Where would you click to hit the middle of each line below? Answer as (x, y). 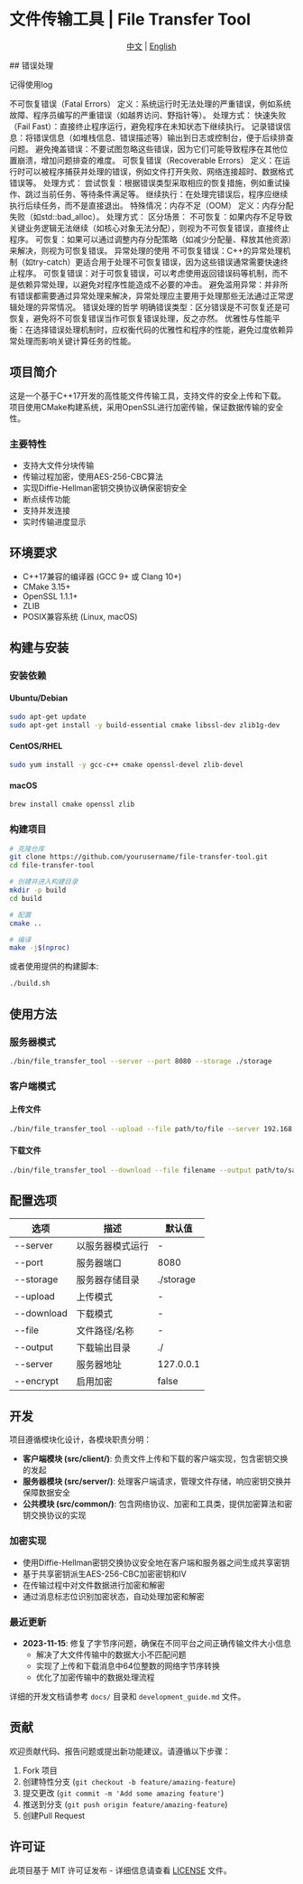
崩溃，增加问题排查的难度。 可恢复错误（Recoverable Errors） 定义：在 (149, 160)
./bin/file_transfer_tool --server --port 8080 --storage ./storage (141, 1061)
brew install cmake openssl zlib (72, 805)
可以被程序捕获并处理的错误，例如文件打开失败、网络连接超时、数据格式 (159, 171)
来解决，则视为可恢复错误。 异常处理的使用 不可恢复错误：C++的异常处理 (146, 250)
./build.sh (30, 984)
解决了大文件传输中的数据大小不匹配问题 (111, 1654)
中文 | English (151, 46)
